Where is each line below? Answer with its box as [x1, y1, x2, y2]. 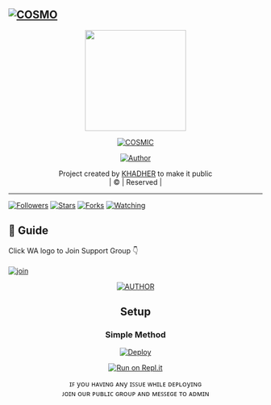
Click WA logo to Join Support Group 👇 [8, 245, 139, 255]
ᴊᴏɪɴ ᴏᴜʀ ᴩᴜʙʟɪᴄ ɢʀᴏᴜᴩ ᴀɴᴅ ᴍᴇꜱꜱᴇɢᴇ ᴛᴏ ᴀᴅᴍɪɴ [61, 389, 210, 399]
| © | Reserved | [108, 177, 163, 186]
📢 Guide [8, 223, 49, 238]
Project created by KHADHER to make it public [58, 169, 213, 178]
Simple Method [105, 328, 166, 340]
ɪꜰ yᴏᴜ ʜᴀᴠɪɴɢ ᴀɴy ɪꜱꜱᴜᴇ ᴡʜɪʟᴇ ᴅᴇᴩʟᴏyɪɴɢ [69, 379, 202, 389]
